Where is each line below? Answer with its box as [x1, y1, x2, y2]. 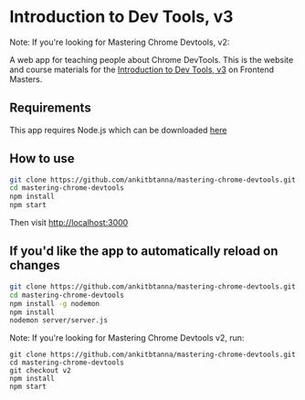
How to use [9, 151, 75, 166]
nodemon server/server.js [9, 316, 108, 325]
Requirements [9, 100, 91, 116]
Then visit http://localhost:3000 [9, 217, 129, 228]
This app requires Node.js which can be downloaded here [9, 124, 227, 135]
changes [9, 258, 61, 273]
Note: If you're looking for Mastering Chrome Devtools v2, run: [9, 332, 245, 343]
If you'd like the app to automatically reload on [9, 244, 279, 259]
